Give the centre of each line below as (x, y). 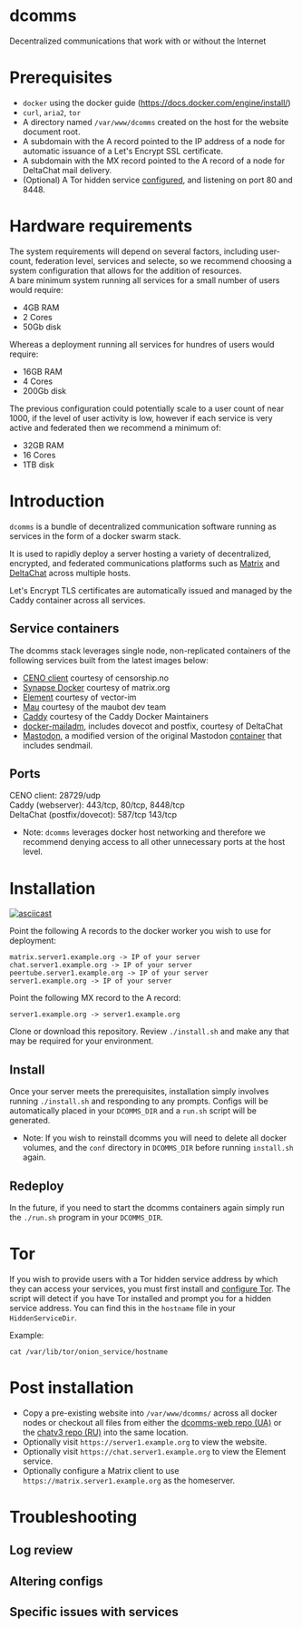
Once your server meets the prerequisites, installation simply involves (139, 1092)
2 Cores (37, 317)
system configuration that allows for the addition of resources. (126, 270)
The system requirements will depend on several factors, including (134, 251)
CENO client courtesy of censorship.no (96, 678)
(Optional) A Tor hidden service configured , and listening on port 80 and (157, 180)
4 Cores (37, 381)
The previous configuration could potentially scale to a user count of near (147, 408)
